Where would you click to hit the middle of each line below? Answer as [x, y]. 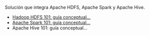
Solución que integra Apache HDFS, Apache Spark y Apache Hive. [75, 7]
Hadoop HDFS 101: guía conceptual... [51, 17]
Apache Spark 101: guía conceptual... [51, 23]
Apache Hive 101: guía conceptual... [50, 28]
